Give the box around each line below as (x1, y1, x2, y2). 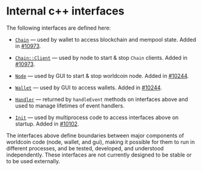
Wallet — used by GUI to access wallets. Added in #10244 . (15, 83, 162, 91)
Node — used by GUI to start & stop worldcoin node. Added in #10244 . (15, 72, 189, 79)
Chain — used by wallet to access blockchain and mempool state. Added (15, 36, 197, 43)
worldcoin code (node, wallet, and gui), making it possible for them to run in (6, 138, 195, 146)
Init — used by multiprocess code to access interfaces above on (15, 114, 179, 121)
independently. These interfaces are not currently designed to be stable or (6, 151, 192, 158)
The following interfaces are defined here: (6, 24, 111, 31)
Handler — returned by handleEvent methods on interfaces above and (15, 95, 189, 103)
